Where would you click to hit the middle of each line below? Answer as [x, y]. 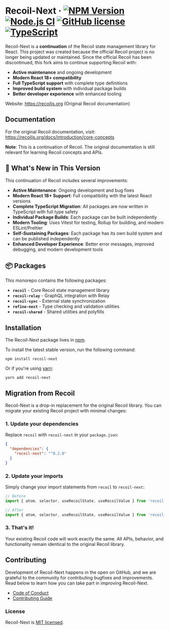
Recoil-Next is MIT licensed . [35, 622]
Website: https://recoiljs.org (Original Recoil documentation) [68, 103]
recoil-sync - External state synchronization [59, 301]
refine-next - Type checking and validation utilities [66, 307]
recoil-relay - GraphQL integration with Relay [61, 296]
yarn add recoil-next [28, 378]
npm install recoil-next [31, 359]
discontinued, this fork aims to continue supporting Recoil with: [71, 62]
